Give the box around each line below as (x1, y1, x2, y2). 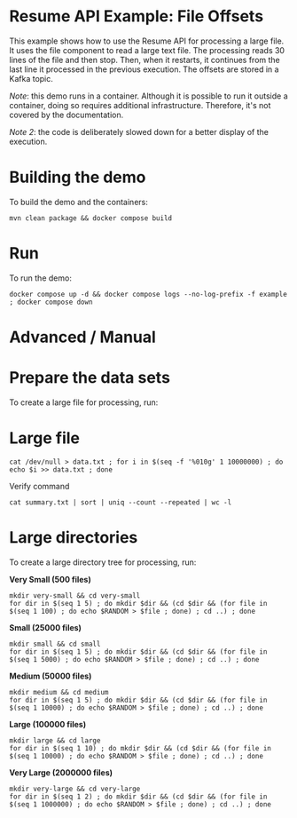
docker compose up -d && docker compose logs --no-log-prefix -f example (9, 290, 288, 298)
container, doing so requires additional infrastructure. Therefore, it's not (9, 99, 271, 110)
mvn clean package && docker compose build (9, 213, 173, 223)
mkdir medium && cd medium (9, 687, 109, 696)
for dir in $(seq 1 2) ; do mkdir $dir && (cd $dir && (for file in (9, 792, 268, 801)
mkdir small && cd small (9, 639, 101, 648)
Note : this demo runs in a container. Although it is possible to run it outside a (9, 91, 288, 101)
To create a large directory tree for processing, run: (9, 557, 197, 568)
